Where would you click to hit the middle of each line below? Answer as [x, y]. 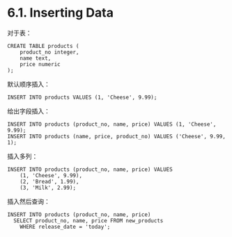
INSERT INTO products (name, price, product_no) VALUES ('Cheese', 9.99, [117, 136]
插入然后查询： [29, 201]
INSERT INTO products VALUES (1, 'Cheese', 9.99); [82, 97]
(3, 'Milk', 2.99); [48, 188]
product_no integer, [49, 52]
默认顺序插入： [29, 84]
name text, [36, 58]
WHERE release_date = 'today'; [65, 227]
